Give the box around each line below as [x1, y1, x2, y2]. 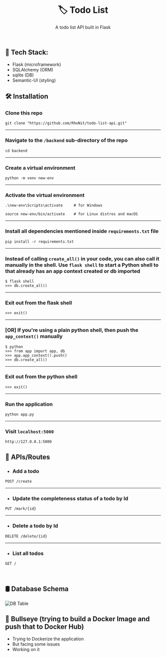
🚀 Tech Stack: [5, 48, 48, 57]
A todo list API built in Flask [55, 24, 111, 30]
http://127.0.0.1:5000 [5, 439, 52, 445]
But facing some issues [12, 641, 60, 647]
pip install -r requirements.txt [5, 239, 74, 244]
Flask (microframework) [12, 61, 61, 67]
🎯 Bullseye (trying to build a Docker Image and [5, 615, 150, 623]
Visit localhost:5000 [5, 428, 54, 435]
